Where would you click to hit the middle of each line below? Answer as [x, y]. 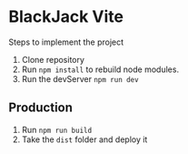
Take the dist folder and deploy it [84, 139]
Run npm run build [57, 129]
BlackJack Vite [66, 17]
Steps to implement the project [66, 42]
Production [41, 108]
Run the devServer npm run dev [80, 78]
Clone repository [53, 59]
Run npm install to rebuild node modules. [100, 69]
